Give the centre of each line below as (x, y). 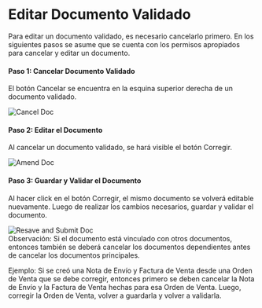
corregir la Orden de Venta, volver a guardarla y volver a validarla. (115, 295)
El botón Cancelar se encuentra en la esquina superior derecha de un (121, 89)
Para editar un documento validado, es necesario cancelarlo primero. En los (131, 36)
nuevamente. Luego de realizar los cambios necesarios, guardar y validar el (131, 207)
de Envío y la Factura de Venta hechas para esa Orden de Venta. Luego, (125, 287)
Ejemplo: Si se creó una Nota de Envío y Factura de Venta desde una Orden (131, 270)
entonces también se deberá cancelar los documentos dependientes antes (129, 247)
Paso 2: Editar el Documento (55, 130)
